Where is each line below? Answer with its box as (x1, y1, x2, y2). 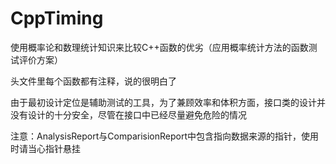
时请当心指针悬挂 (10, 142, 81, 154)
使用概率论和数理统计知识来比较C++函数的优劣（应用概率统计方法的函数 (10, 41, 309, 53)
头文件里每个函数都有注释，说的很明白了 (10, 75, 177, 87)
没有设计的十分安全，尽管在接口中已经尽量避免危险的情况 (10, 108, 247, 121)
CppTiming (10, 7, 104, 30)
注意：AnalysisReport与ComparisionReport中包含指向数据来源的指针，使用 (10, 130, 319, 142)
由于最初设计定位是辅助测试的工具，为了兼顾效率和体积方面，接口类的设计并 (10, 96, 326, 108)
